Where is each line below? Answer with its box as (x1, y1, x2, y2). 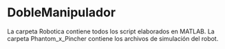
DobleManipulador (7, 5, 116, 20)
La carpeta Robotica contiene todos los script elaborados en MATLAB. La (7, 27, 215, 35)
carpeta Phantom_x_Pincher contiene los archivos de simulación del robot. (7, 34, 219, 42)
